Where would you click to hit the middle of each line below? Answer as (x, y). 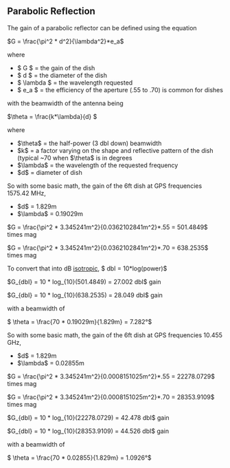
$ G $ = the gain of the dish (56, 67)
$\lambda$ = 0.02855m (50, 363)
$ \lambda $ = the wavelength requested (75, 83)
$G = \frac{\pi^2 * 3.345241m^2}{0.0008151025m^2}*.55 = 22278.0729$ (111, 376)
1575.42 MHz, (27, 193)
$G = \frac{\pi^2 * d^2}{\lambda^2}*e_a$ (66, 41)
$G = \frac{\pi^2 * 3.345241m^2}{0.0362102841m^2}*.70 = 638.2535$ (108, 248)
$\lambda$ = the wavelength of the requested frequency (97, 165)
